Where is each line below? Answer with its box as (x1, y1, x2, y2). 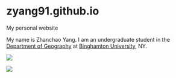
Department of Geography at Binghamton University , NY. (6, 42, 148, 50)
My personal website (6, 24, 58, 31)
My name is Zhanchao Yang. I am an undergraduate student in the (6, 36, 171, 43)
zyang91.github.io (6, 4, 99, 18)
